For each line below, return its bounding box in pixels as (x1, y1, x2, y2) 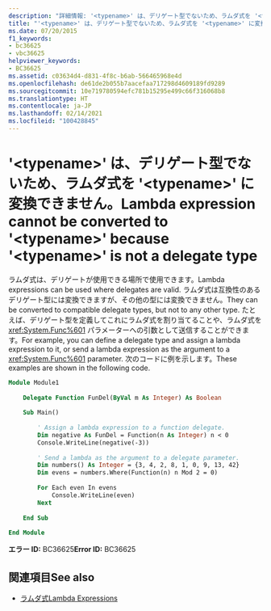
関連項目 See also (8, 571, 95, 584)
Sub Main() (23, 409, 60, 417)
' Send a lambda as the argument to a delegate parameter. (37, 453, 240, 461)
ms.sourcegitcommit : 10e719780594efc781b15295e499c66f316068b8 (8, 86, 226, 95)
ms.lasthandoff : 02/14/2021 (8, 110, 103, 118)
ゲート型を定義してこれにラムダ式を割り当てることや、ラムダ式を (43, 314, 262, 324)
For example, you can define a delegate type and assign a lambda (21, 335, 240, 344)
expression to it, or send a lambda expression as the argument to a (8, 344, 230, 354)
